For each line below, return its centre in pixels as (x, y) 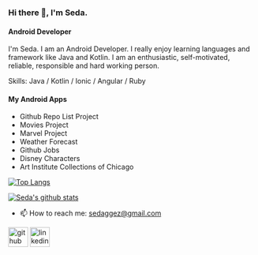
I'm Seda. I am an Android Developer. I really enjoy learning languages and (129, 49)
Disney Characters (50, 159)
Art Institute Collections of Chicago (77, 167)
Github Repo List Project (59, 117)
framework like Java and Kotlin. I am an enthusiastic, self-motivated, (119, 58)
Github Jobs (39, 150)
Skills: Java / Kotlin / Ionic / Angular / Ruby (77, 81)
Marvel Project (43, 133)
